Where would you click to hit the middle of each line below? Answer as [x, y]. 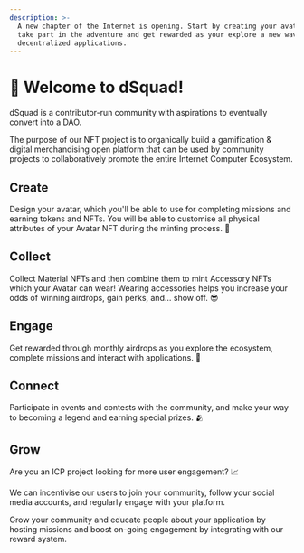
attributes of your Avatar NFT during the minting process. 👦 [120, 228]
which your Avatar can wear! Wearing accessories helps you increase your [148, 288]
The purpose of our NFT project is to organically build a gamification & [141, 140]
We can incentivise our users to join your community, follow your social [142, 492]
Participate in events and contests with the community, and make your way [149, 408]
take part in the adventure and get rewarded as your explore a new [149, 34]
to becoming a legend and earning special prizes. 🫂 [107, 417]
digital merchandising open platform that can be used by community [137, 149]
